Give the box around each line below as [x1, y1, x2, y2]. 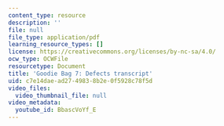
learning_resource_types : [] [8, 41, 104, 49]
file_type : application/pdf [8, 33, 101, 41]
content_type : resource [8, 11, 86, 20]
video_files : [8, 84, 51, 92]
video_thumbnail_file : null [15, 92, 108, 99]
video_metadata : [8, 99, 61, 106]
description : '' [8, 19, 61, 27]
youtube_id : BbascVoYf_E [15, 106, 97, 114]
